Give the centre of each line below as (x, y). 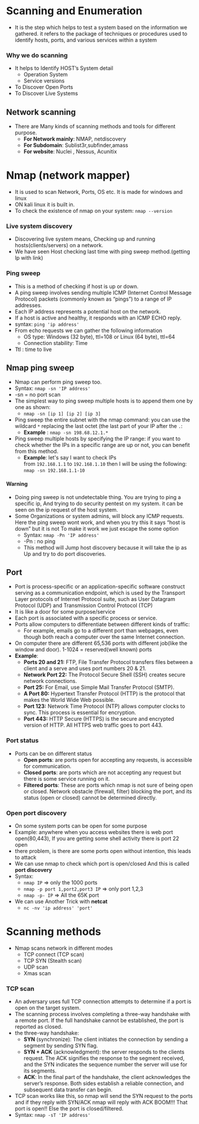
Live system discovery (39, 226)
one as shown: (33, 407)
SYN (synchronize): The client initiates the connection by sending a (106, 1039)
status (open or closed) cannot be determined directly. (90, 797)
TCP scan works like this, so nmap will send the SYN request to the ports (104, 1096)
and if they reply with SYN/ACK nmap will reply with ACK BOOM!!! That (101, 1102)
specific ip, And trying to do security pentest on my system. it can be (99, 503)
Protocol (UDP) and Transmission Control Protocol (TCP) (84, 605)
